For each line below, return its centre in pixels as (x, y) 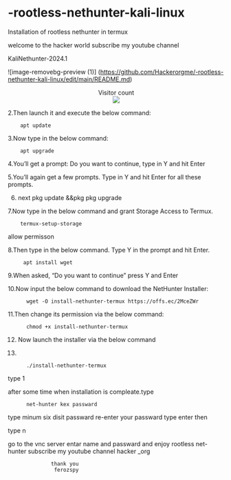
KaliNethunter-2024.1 (38, 58)
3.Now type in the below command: (58, 138)
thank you (65, 463)
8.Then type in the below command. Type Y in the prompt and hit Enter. (109, 250)
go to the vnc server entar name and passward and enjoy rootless (101, 443)
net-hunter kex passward (62, 404)
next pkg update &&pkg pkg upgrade (70, 197)
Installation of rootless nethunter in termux (68, 32)
